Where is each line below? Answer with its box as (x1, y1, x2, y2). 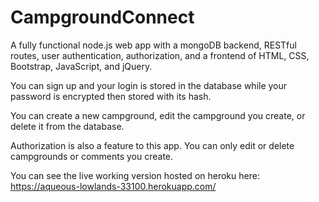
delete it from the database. (10, 120, 125, 132)
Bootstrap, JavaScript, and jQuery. (10, 60, 153, 72)
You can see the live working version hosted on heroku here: (10, 169, 260, 181)
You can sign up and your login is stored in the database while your (10, 79, 288, 91)
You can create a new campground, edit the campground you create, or (10, 109, 306, 121)
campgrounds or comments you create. (10, 150, 174, 162)
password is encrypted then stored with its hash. (10, 90, 212, 102)
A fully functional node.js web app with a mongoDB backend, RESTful (10, 39, 297, 51)
